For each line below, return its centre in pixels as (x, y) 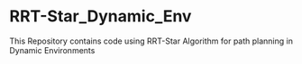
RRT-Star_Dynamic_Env (101, 16)
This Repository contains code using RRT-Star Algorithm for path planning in (151, 41)
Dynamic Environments (52, 50)
